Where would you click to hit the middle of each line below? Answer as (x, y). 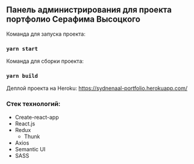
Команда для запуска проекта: (46, 34)
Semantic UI (30, 149)
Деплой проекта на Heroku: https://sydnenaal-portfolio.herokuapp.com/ (97, 88)
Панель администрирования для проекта (89, 10)
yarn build (22, 76)
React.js (25, 124)
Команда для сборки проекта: (45, 61)
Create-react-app (37, 117)
